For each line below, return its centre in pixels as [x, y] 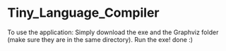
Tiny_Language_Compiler [83, 13]
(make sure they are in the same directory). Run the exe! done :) [100, 39]
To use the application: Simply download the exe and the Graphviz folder [113, 32]
